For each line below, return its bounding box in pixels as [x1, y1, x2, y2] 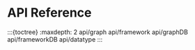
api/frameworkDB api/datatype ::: [7, 35, 103, 43]
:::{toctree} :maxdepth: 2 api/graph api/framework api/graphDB [7, 28, 188, 36]
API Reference [7, 5, 92, 21]
